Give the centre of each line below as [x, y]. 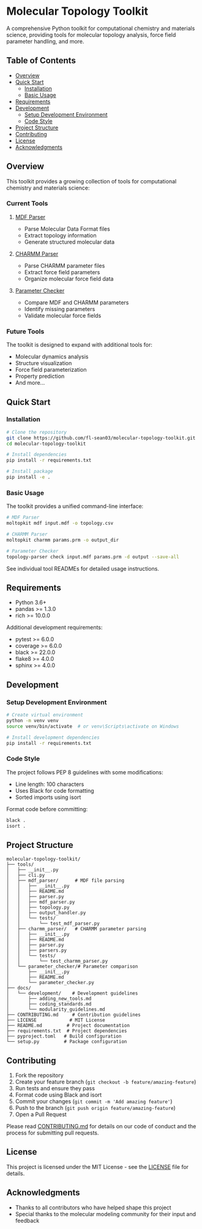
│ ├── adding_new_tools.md [49, 999]
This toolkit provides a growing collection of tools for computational [92, 181]
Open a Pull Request [41, 1114]
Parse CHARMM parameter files [65, 266]
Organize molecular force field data [69, 279]
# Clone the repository [37, 432]
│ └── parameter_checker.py [50, 983]
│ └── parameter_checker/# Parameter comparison [72, 967]
